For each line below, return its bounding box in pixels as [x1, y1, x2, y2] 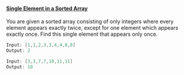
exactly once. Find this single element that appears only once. [6, 30, 158, 38]
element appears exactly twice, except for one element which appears [6, 24, 179, 32]
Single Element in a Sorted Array [6, 5, 88, 12]
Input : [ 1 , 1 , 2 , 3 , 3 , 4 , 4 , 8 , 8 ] [6, 42, 76, 48]
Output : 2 [6, 48, 31, 54]
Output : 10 [6, 64, 33, 70]
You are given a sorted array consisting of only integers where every [6, 18, 174, 25]
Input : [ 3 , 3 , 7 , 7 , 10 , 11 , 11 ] [6, 58, 73, 64]
